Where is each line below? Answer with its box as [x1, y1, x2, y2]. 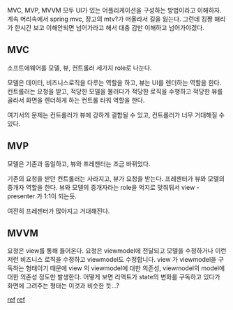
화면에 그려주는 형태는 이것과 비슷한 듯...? [7, 281, 120, 290]
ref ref [7, 295, 26, 304]
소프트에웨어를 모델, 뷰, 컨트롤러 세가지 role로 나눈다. [7, 64, 152, 72]
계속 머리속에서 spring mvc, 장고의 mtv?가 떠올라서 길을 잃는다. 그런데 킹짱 [7, 15, 213, 23]
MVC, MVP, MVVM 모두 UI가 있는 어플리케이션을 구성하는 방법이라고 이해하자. [7, 6, 222, 14]
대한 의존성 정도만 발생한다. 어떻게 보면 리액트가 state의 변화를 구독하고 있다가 [7, 273, 221, 281]
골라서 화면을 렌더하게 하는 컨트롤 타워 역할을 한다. [7, 96, 145, 104]
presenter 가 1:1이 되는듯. [7, 191, 77, 200]
